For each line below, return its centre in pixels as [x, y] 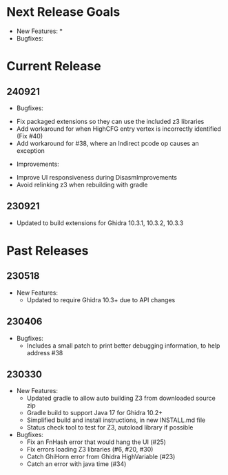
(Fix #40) [29, 136]
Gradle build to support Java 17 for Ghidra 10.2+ [95, 413]
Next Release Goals [63, 12]
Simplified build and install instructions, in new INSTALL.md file [116, 420]
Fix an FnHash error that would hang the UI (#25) [96, 442]
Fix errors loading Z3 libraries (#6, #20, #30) [90, 450]
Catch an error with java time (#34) [76, 464]
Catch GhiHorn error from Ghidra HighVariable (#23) [101, 457]
